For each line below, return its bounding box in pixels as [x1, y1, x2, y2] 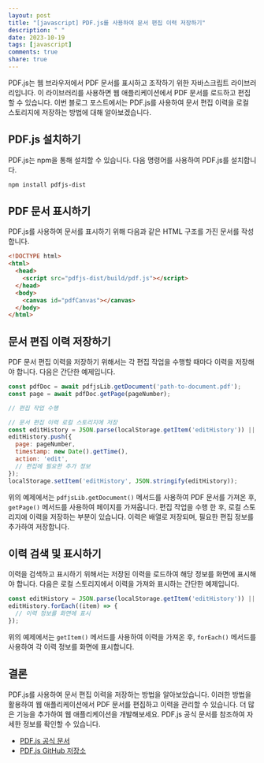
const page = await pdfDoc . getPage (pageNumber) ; [8, 390, 171, 398]
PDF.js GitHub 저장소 [19, 746, 87, 755]
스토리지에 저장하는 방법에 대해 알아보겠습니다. [8, 107, 152, 117]
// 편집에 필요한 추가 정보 [15, 462, 91, 470]
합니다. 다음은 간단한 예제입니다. [16, 367, 116, 376]
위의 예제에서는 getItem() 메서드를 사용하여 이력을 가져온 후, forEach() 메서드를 [8, 632, 257, 642]
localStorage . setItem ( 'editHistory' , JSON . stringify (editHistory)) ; [8, 477, 238, 485]
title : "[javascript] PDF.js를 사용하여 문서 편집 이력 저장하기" [8, 19, 206, 27]
